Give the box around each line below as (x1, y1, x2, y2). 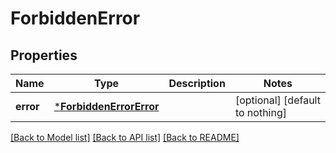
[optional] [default (234, 93, 321, 107)
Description (168, 77, 226, 90)
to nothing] (234, 106, 287, 119)
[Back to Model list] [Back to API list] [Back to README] (10, 132, 240, 143)
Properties (10, 47, 78, 64)
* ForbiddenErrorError (53, 100, 160, 113)
